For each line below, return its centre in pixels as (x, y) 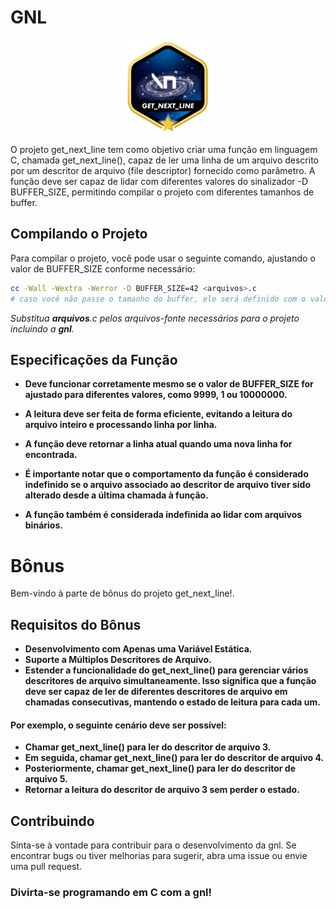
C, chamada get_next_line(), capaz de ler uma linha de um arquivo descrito (165, 160)
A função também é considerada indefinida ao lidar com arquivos (163, 515)
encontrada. (51, 455)
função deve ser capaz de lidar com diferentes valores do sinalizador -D (159, 181)
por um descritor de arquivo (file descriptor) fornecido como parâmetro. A (163, 170)
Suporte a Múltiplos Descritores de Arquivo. (118, 660)
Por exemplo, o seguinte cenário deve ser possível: (118, 725)
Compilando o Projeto (79, 234)
